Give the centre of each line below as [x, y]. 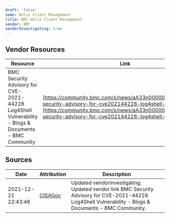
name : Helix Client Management [38, 15]
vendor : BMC [18, 24]
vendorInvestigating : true [34, 29]
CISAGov [50, 195]
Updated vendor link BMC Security [112, 189]
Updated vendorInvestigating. [106, 183]
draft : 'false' [21, 10]
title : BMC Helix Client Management [44, 19]
